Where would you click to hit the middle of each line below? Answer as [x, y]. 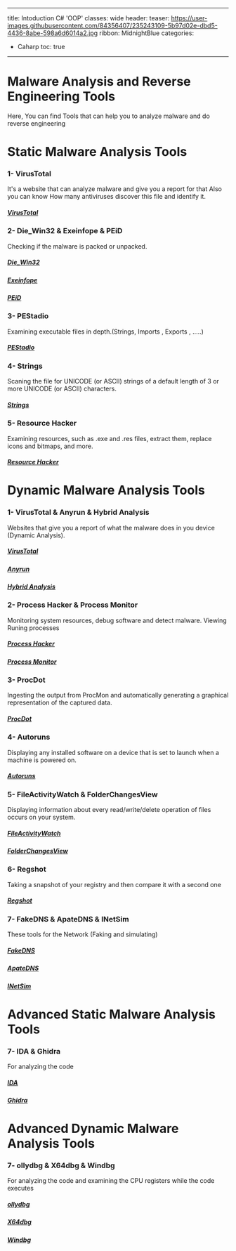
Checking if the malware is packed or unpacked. [77, 246]
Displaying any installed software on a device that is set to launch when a [113, 752]
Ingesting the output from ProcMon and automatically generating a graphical [118, 695]
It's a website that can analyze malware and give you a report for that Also [115, 189]
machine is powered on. [42, 760]
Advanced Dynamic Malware [93, 1129]
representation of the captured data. [60, 702]
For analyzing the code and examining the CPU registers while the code [111, 1181]
